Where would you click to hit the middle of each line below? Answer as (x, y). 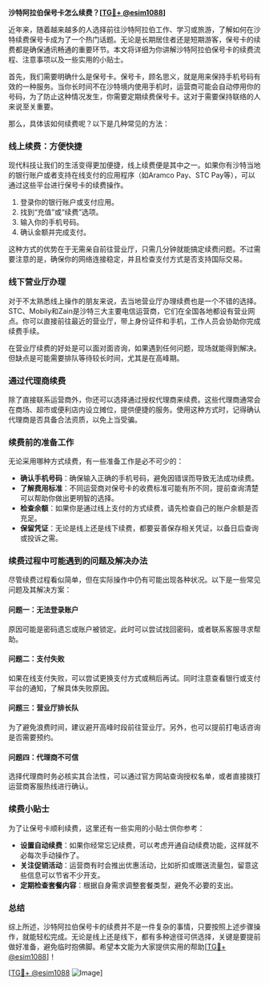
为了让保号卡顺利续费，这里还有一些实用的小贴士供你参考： (106, 828)
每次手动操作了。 (55, 855)
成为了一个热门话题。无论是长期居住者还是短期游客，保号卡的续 (155, 40)
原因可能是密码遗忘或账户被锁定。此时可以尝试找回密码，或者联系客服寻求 (131, 629)
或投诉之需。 (41, 539)
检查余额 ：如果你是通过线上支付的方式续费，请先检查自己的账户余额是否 (139, 508)
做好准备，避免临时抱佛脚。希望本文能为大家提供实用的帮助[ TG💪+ (117, 947)
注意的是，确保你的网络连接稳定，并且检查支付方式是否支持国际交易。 (130, 259)
